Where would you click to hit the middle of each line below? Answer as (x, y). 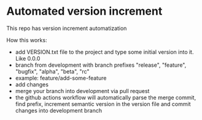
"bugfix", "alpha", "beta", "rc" (52, 71)
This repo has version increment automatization (67, 28)
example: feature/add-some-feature (61, 78)
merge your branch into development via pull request (82, 91)
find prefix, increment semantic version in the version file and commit (103, 104)
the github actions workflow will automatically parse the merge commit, (106, 97)
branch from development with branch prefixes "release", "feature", (101, 65)
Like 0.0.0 (28, 58)
